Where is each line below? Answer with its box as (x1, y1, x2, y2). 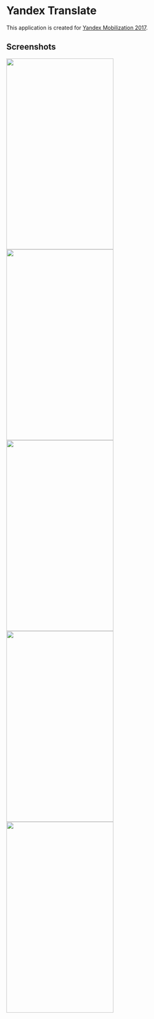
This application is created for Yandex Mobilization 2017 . (6, 24, 148, 31)
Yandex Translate (6, 4, 97, 18)
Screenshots (6, 42, 56, 52)
